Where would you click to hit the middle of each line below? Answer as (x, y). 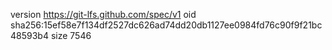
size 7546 (71, 35)
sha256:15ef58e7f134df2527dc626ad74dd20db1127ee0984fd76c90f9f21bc (166, 25)
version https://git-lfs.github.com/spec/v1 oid (103, 14)
